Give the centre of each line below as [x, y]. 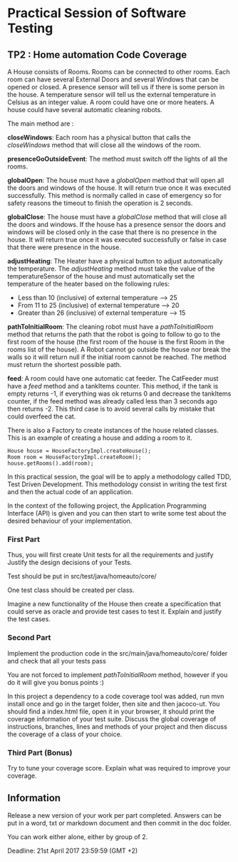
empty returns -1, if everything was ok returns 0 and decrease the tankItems [119, 394]
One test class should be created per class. [71, 590]
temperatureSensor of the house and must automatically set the [101, 276]
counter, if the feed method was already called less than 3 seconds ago [112, 401]
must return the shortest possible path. [64, 365]
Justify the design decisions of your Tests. [70, 563]
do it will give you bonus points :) [56, 682]
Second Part [29, 638]
